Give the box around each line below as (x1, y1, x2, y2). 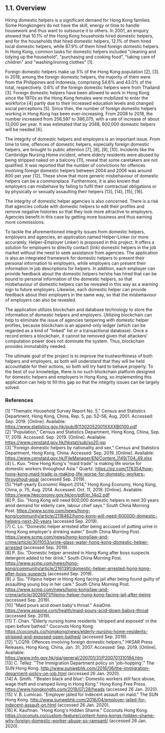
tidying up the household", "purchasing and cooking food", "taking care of (5, 54, 156, 60)
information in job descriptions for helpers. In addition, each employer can (5, 265, 156, 271)
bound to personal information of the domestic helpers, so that (5, 276, 132, 282)
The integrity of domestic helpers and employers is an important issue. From (5, 136, 160, 142)
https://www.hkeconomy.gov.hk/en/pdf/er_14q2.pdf (5, 492, 110, 498)
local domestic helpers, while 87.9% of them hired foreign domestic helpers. (5, 43, 160, 49)
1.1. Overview (5, 4, 46, 12)
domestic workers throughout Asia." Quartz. (5, 466, 95, 472)
